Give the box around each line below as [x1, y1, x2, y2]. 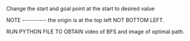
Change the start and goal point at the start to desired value [6, 5, 155, 12]
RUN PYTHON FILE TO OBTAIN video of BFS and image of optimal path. [6, 28, 185, 35]
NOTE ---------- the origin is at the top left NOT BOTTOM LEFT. [6, 17, 165, 23]
